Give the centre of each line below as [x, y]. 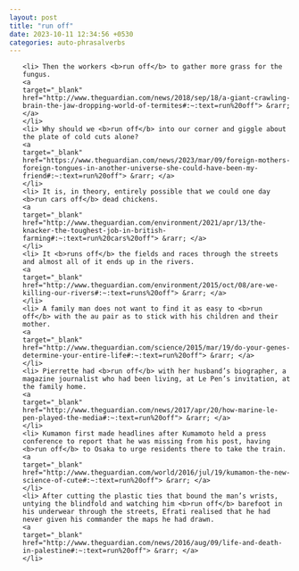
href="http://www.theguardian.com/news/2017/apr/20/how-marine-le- [150, 410]
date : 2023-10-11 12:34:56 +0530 [71, 34]
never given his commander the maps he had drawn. [118, 520]
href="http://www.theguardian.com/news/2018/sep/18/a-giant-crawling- [156, 98]
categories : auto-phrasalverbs [67, 42]
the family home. [54, 387]
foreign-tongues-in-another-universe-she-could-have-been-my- [140, 169]
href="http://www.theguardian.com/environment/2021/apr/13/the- [144, 223]
